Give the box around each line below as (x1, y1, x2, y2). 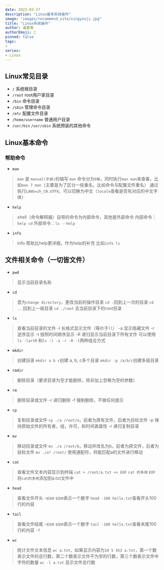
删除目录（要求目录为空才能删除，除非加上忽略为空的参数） (17, 377, 138, 383)
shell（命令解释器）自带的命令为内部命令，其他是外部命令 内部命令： (17, 214, 157, 220)
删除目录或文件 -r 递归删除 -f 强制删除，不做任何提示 (17, 397, 124, 403)
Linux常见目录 (5, 72, 48, 80)
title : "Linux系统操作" (5, 21, 50, 26)
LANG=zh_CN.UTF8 (25, 189, 59, 194)
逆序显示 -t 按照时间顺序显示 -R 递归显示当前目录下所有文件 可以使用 (17, 331, 156, 337)
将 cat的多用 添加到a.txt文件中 (17, 475, 74, 481)
